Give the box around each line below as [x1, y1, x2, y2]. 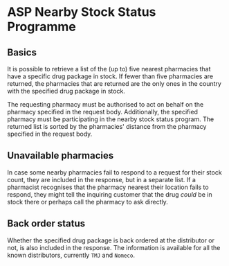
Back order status [7, 218, 86, 229]
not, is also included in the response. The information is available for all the [7, 243, 221, 251]
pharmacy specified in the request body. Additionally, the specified [7, 108, 199, 116]
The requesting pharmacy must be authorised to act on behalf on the [7, 100, 204, 108]
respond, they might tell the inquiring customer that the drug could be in [7, 190, 212, 198]
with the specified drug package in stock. [7, 87, 126, 95]
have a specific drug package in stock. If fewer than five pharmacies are [7, 72, 213, 80]
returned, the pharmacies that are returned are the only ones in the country [7, 80, 221, 87]
